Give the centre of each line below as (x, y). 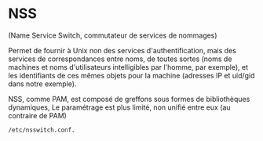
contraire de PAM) (37, 115)
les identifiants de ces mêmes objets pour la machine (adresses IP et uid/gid (131, 75)
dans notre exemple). (42, 84)
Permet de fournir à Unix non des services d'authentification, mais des (122, 50)
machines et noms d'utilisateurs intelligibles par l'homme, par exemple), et (128, 67)
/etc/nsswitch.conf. (42, 130)
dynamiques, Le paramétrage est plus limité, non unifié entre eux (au (119, 107)
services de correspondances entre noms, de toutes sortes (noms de (120, 59)
